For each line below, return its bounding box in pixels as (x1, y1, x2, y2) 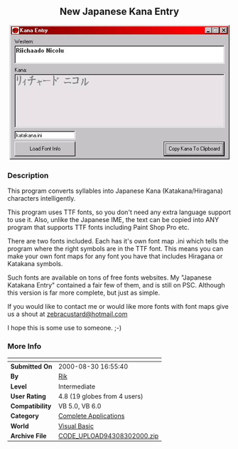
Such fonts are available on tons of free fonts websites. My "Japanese (7, 273, 212, 282)
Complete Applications (58, 412, 125, 421)
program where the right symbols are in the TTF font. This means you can (7, 245, 224, 253)
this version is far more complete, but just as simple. (7, 288, 161, 297)
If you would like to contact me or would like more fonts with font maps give (7, 302, 229, 311)
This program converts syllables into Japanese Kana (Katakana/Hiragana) (7, 186, 224, 195)
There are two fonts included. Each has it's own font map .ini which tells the (7, 237, 229, 245)
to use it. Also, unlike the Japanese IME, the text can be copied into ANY (7, 216, 219, 224)
